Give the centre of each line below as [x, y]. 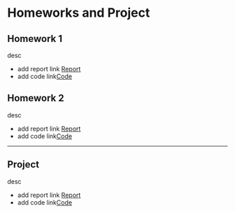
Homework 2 [36, 98]
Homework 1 [35, 39]
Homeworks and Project [79, 13]
